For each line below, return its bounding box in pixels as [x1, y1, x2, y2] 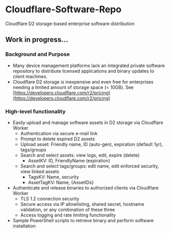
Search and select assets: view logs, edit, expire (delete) [20, 152, 140, 158]
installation [12, 223, 36, 229]
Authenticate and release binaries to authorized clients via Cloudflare [12, 184, 159, 190]
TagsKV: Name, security [28, 174, 79, 180]
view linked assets [20, 168, 59, 175]
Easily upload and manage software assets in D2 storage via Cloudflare [12, 119, 163, 125]
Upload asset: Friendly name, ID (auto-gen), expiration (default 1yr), [20, 141, 163, 147]
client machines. [12, 73, 48, 79]
